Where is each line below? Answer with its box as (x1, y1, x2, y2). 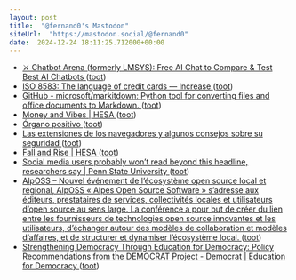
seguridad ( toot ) (21, 138, 82, 148)
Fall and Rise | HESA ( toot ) (21, 148, 119, 158)
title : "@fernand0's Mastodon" (9, 21, 129, 30)
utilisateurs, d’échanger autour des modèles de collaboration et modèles (21, 223, 287, 234)
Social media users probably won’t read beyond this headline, (21, 156, 249, 167)
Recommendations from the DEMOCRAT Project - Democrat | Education (21, 251, 286, 262)
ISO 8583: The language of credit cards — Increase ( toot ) (21, 81, 234, 92)
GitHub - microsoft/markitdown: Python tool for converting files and (21, 91, 270, 101)
